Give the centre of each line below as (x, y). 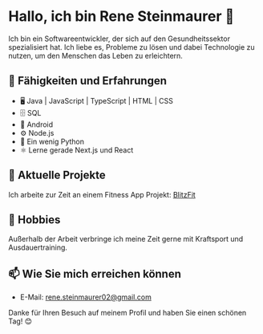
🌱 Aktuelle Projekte (57, 175)
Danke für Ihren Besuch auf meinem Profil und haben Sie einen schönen (127, 313)
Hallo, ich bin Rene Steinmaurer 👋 (121, 16)
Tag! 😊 (20, 321)
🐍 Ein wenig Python (52, 141)
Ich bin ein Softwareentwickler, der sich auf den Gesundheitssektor (119, 39)
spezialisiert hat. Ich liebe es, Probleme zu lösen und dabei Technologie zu (131, 47)
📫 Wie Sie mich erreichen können (95, 273)
